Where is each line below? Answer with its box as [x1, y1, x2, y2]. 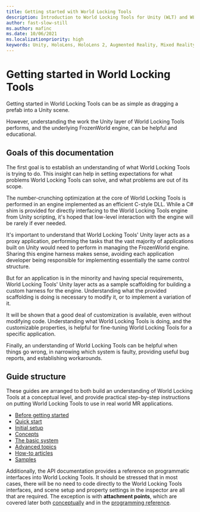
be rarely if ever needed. [6, 219, 67, 226]
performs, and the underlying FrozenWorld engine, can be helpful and [6, 124, 177, 131]
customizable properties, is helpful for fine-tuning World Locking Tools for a [6, 324, 192, 331]
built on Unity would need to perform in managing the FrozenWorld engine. [6, 244, 190, 251]
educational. [6, 131, 37, 138]
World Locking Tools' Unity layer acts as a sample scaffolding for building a [6, 281, 191, 288]
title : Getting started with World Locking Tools [6, 8, 132, 15]
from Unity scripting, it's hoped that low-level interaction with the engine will [6, 213, 193, 221]
